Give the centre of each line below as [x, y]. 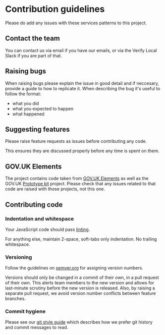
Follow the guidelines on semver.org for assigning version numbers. [74, 268]
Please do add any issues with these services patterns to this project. [76, 23]
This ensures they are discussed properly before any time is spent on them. [82, 151]
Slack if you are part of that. [33, 56]
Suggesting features [38, 129]
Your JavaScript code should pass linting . [48, 229]
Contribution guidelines [55, 9]
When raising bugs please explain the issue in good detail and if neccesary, [82, 83]
